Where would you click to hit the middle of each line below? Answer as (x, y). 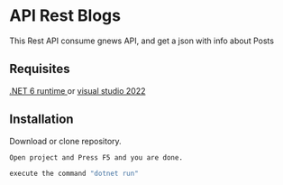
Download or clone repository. (65, 141)
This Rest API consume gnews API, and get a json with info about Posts (142, 41)
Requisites (40, 69)
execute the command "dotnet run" (74, 173)
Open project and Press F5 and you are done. (96, 157)
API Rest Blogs (65, 16)
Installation (41, 120)
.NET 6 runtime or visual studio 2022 (78, 90)
